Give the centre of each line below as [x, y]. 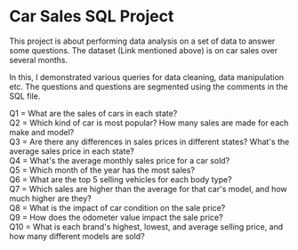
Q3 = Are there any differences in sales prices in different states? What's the [149, 141]
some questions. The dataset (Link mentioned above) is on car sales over [144, 50]
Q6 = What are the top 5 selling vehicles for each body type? [121, 179]
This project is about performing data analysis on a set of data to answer [142, 41]
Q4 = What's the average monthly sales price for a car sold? [120, 160]
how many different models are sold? [77, 236]
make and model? [42, 132]
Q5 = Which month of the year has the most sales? [102, 170]
